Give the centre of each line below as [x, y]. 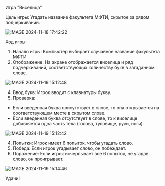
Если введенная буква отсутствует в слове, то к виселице [75, 118]
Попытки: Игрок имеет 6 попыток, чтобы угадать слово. [73, 143]
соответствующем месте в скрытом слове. [59, 113]
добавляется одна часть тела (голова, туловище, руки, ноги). [78, 123]
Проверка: [24, 98]
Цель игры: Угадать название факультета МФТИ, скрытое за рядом [77, 17]
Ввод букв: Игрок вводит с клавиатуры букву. [62, 92]
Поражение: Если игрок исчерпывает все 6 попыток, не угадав [80, 154]
